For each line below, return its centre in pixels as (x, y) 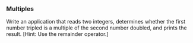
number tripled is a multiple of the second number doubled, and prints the (96, 28)
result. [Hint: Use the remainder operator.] (57, 34)
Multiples (20, 9)
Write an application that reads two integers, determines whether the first (96, 22)
